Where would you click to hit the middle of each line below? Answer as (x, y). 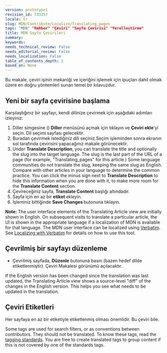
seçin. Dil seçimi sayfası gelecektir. (48, 133)
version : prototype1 (27, 10)
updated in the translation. (32, 291)
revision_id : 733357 (27, 14)
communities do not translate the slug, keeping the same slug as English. (87, 165)
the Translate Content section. (44, 186)
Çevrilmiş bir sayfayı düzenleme (56, 248)
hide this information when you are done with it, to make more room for (85, 181)
